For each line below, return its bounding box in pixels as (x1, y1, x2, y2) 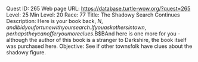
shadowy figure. (6, 49, 47, 56)
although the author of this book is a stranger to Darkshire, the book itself (6, 37, 187, 43)
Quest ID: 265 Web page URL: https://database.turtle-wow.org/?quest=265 (6, 5, 191, 12)
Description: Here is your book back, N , (6, 18, 103, 24)
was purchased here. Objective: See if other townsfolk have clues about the (6, 43, 193, 50)
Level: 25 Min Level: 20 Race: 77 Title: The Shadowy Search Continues (6, 11, 180, 18)
